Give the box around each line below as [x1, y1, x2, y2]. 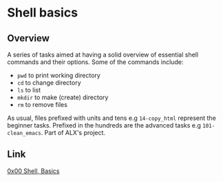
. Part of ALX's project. [41, 129, 105, 136]
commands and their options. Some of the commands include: [7, 58, 184, 66]
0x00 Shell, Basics [7, 167, 60, 175]
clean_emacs [7, 130, 41, 136]
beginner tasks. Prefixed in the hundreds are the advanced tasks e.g [7, 121, 202, 129]
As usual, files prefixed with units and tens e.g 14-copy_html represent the [7, 114, 217, 122]
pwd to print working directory [17, 71, 101, 79]
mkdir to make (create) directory [17, 93, 109, 101]
